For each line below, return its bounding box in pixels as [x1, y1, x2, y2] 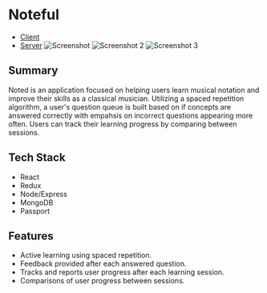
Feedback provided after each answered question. [19, 259, 187, 269]
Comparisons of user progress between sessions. [19, 276, 185, 286]
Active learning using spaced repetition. [19, 251, 152, 260]
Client [19, 32, 40, 42]
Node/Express [19, 189, 68, 199]
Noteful [8, 6, 60, 24]
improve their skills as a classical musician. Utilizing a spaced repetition [8, 94, 245, 103]
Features [8, 229, 54, 243]
